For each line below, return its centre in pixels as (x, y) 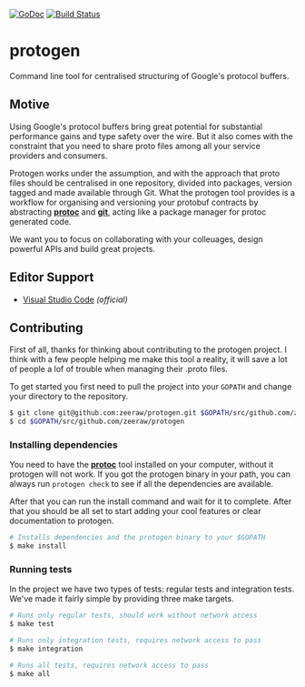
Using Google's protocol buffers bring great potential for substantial (136, 126)
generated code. (40, 221)
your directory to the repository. (69, 397)
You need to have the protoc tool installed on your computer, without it (142, 465)
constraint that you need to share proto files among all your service (135, 146)
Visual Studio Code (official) (75, 299)
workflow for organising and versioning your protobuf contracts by (134, 202)
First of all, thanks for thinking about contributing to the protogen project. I (148, 349)
